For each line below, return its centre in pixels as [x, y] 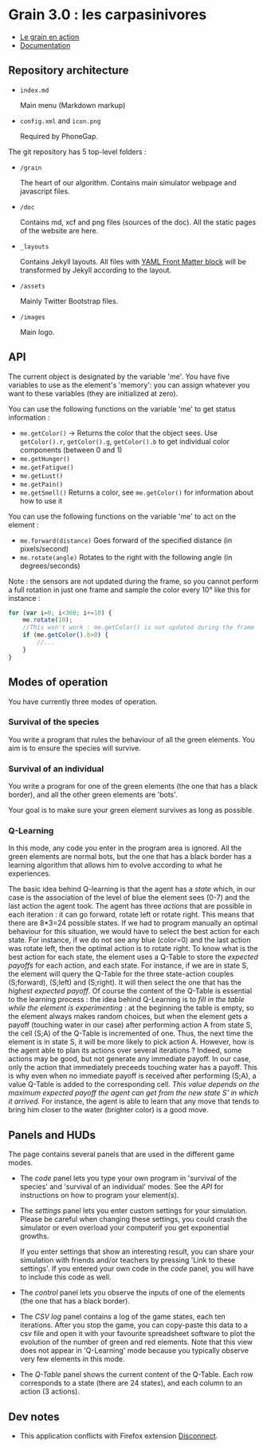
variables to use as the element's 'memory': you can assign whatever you [129, 384]
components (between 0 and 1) [71, 450]
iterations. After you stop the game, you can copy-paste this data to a [134, 1325]
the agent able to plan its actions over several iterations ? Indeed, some [125, 1050]
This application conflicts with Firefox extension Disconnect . [119, 1436]
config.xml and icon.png [60, 121]
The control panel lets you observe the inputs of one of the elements [132, 1293]
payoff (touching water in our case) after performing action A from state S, [130, 1025]
